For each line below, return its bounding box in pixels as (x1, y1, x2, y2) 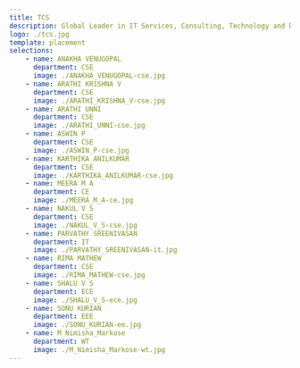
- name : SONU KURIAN (25, 304, 102, 313)
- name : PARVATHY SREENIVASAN (25, 229, 138, 238)
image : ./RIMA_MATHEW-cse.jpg (32, 271, 146, 280)
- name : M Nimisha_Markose (25, 329, 126, 338)
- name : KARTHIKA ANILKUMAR (25, 154, 129, 163)
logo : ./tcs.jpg (9, 29, 70, 38)
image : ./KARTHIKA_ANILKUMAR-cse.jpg (32, 171, 174, 180)
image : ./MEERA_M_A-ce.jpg (32, 196, 134, 205)
